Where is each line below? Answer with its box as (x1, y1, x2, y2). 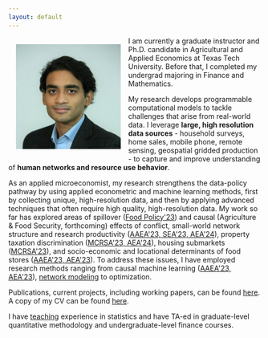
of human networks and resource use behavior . (8, 162, 170, 172)
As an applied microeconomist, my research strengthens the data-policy (8, 177, 247, 188)
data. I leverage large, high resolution (128, 120, 254, 129)
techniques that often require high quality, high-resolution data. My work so (8, 203, 258, 213)
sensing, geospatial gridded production (128, 145, 258, 155)
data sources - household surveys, (128, 128, 245, 138)
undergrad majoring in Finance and (128, 70, 245, 79)
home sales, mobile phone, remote (128, 136, 243, 146)
